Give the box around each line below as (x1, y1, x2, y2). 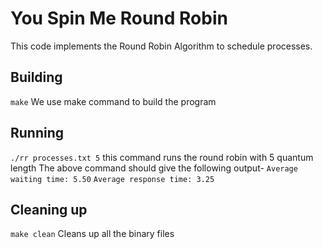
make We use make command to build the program (10, 95, 217, 107)
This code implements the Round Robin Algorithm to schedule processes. (10, 40, 313, 52)
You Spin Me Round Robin (10, 7, 228, 30)
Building (10, 69, 63, 86)
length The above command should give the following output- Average (10, 162, 298, 174)
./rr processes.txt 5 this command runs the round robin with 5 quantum (10, 151, 314, 163)
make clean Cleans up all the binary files (10, 228, 175, 240)
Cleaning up (10, 201, 88, 218)
